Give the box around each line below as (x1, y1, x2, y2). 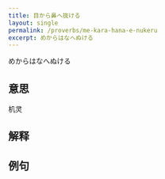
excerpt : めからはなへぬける (8, 33, 94, 42)
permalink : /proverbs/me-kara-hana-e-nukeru (8, 26, 158, 34)
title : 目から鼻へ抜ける (8, 11, 81, 20)
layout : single (8, 19, 59, 27)
